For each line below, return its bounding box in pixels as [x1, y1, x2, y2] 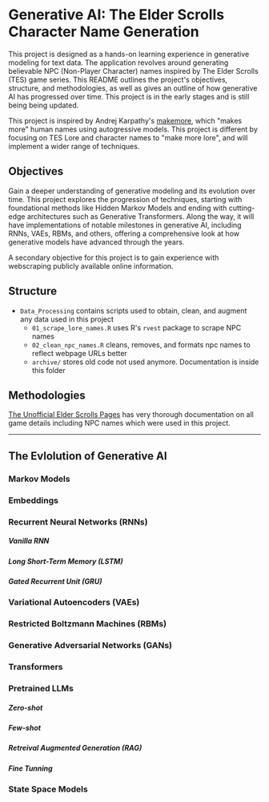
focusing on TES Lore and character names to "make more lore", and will [8, 132, 248, 142]
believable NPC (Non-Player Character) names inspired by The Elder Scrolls [8, 66, 259, 75]
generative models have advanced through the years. [8, 237, 185, 246]
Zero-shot [8, 703, 43, 712]
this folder [31, 365, 66, 375]
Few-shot [8, 723, 42, 732]
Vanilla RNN [8, 536, 50, 546]
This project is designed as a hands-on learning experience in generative [8, 49, 250, 59]
